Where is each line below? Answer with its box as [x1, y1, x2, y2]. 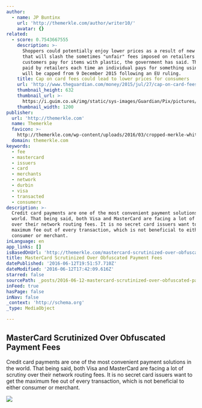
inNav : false [6, 294, 39, 300]
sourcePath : [6, 277, 36, 283]
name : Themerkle [11, 121, 52, 127]
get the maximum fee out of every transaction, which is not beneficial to [6, 377, 185, 385]
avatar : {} [17, 25, 44, 32]
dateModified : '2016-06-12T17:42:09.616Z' [6, 266, 114, 273]
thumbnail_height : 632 [17, 87, 74, 93]
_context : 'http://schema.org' [6, 300, 85, 306]
